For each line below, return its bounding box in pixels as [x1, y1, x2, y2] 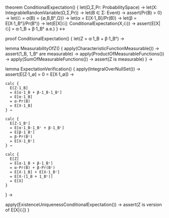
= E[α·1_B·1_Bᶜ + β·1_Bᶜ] [10, 125, 65, 130]
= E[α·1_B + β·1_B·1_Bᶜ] [10, 90, 62, 95]
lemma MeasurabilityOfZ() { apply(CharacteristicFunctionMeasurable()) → [5, 46, 159, 51]
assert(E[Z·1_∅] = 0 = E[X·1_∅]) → [5, 71, 74, 77]
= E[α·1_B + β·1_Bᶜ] [10, 161, 53, 166]
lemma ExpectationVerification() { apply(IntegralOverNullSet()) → [5, 66, 141, 72]
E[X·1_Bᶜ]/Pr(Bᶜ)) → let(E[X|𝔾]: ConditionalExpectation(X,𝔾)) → [5, 20, 136, 26]
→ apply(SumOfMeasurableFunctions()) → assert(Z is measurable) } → [5, 56, 153, 62]
